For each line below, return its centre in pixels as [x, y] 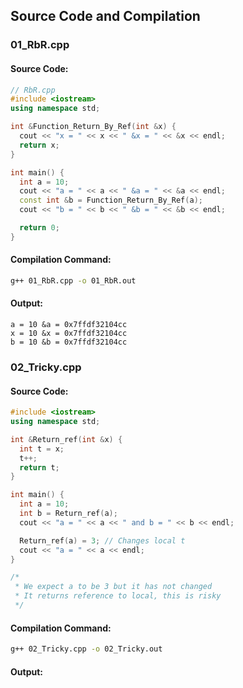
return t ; [39, 467]
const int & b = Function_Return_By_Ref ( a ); [111, 200]
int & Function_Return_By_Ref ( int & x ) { [93, 127]
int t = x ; [42, 449]
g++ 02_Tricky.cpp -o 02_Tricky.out [86, 649]
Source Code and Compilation [105, 16]
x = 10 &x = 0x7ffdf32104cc [69, 334]
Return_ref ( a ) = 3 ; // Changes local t [102, 540]
